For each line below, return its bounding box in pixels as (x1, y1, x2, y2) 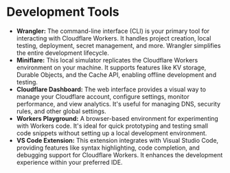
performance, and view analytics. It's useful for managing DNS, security (16, 100, 221, 108)
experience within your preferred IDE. (16, 158, 123, 166)
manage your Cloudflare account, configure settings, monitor (16, 92, 189, 100)
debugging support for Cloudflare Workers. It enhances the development (16, 150, 223, 159)
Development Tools (6, 4, 119, 20)
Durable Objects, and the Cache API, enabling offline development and (16, 70, 217, 79)
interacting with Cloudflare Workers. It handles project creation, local (16, 34, 211, 42)
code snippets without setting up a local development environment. (16, 128, 207, 137)
